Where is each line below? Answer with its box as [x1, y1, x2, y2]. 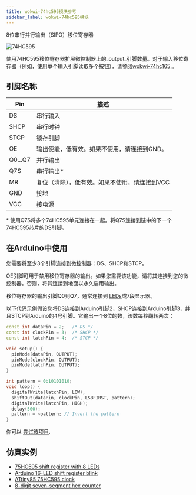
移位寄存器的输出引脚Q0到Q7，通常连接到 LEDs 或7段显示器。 [6, 292, 156, 299]
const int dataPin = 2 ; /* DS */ [6, 324, 94, 330]
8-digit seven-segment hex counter [14, 482, 101, 489]
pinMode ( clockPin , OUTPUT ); [11, 357, 81, 363]
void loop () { [6, 384, 41, 390]
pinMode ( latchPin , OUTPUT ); [11, 362, 81, 368]
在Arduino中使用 [6, 243, 68, 253]
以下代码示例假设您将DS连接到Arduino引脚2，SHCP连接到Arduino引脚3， [6, 305, 185, 312]
